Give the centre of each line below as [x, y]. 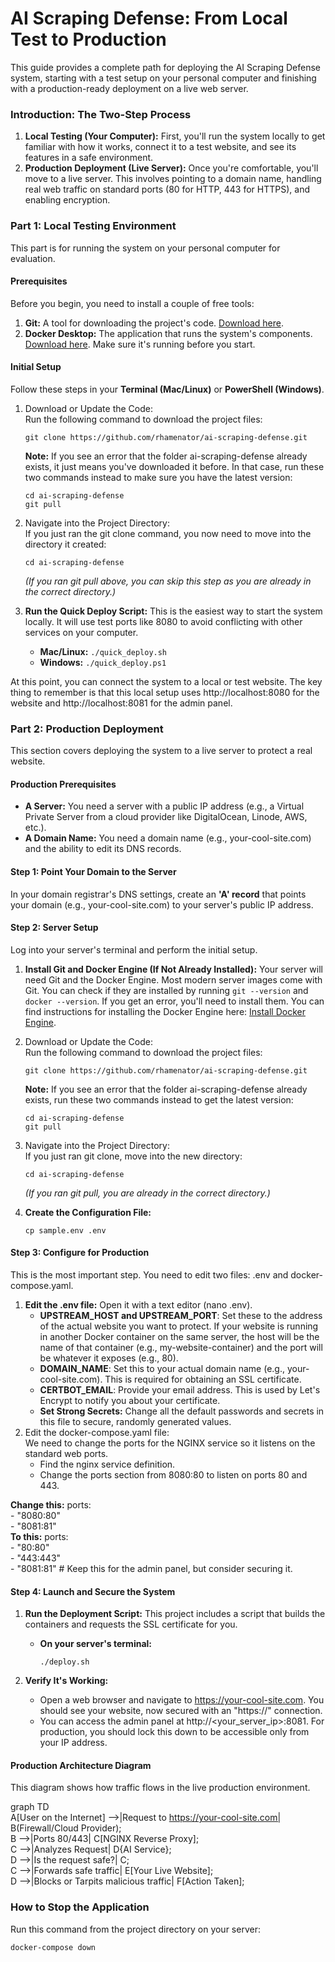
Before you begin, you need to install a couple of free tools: [132, 303]
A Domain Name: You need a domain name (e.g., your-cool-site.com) [168, 838]
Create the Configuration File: [88, 1212]
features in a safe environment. [89, 158]
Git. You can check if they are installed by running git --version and [166, 990]
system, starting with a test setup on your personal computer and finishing [163, 78]
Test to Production [88, 39]
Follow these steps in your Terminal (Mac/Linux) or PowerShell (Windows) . [167, 389]
